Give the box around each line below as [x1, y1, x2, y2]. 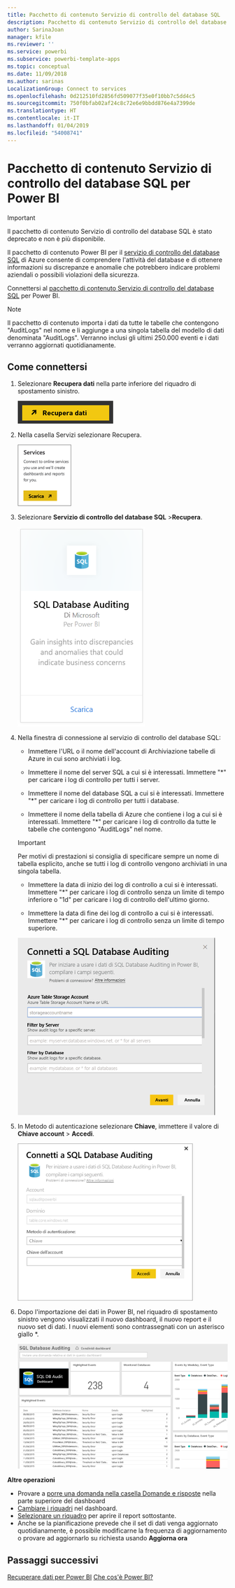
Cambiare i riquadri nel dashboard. [17, 1504, 117, 1512]
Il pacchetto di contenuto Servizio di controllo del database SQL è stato [7, 227, 213, 235]
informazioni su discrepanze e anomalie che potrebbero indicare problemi [7, 263, 220, 271]
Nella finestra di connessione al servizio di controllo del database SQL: [17, 734, 222, 742]
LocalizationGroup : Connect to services [7, 85, 127, 92]
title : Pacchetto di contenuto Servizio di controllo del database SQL [7, 11, 220, 18]
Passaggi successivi [7, 1554, 99, 1566]
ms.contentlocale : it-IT [7, 115, 80, 122]
